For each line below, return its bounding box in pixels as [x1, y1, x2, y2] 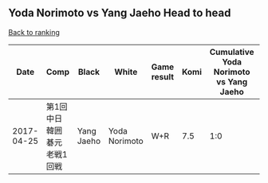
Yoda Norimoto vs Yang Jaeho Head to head [8, 6, 231, 20]
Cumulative [209, 46, 254, 57]
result [151, 71, 174, 82]
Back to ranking [8, 27, 60, 37]
